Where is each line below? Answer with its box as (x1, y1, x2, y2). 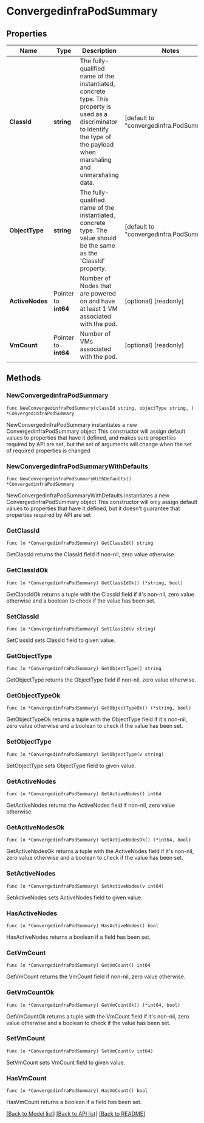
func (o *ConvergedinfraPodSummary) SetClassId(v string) (6, 626, 156, 632)
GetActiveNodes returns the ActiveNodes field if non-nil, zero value (6, 801, 175, 809)
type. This (80, 95, 109, 103)
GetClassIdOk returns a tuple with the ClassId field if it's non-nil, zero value (6, 590, 194, 598)
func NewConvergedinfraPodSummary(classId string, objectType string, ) (6, 405, 194, 411)
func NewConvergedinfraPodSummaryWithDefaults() (6, 475, 132, 482)
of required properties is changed (6, 447, 90, 454)
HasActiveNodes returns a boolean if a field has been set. (6, 933, 151, 941)
